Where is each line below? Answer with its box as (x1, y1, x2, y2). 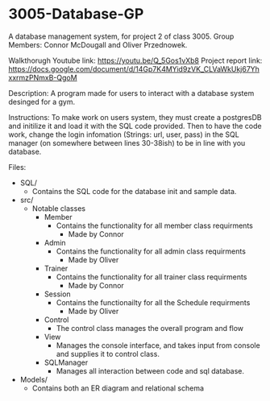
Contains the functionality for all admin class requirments (56, 246, 246, 256)
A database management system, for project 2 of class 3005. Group (8, 31, 235, 41)
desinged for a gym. (8, 97, 75, 106)
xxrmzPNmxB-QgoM (8, 72, 78, 82)
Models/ (19, 374, 48, 384)
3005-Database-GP (8, 5, 144, 23)
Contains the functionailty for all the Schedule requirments (56, 297, 251, 307)
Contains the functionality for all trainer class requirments (56, 271, 247, 282)
